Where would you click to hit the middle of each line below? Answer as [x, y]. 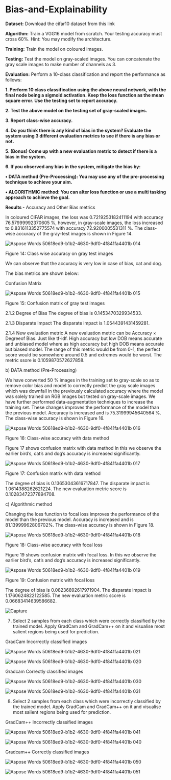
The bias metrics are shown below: [42, 273]
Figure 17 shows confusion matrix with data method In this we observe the [83, 448]
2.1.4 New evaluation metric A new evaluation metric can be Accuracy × [81, 333]
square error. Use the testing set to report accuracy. [62, 101]
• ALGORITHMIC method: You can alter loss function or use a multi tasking [86, 192]
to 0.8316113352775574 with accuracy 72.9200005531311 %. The [74, 228]
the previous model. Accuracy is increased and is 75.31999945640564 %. [83, 413]
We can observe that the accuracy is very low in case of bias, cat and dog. [84, 263]
